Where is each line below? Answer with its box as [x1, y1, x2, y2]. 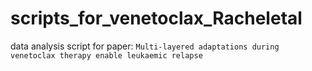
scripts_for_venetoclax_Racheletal [10, 7, 303, 30]
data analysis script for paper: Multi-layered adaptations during [10, 40, 280, 52]
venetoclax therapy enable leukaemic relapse [10, 50, 203, 61]
